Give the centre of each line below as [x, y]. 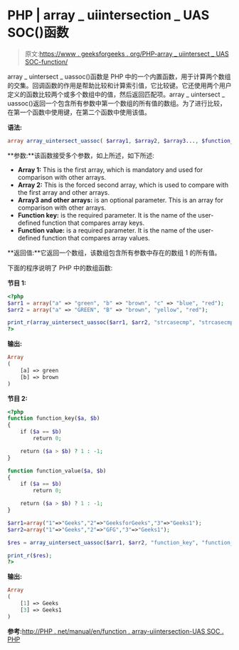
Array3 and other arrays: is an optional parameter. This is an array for [121, 200]
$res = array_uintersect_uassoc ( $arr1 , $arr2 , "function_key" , [103, 542]
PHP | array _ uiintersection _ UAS [108, 15]
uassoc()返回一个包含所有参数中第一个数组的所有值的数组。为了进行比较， [117, 103]
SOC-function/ [46, 61]
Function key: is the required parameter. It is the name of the [107, 215]
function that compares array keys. [93, 223]
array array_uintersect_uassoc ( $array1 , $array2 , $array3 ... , [103, 141]
